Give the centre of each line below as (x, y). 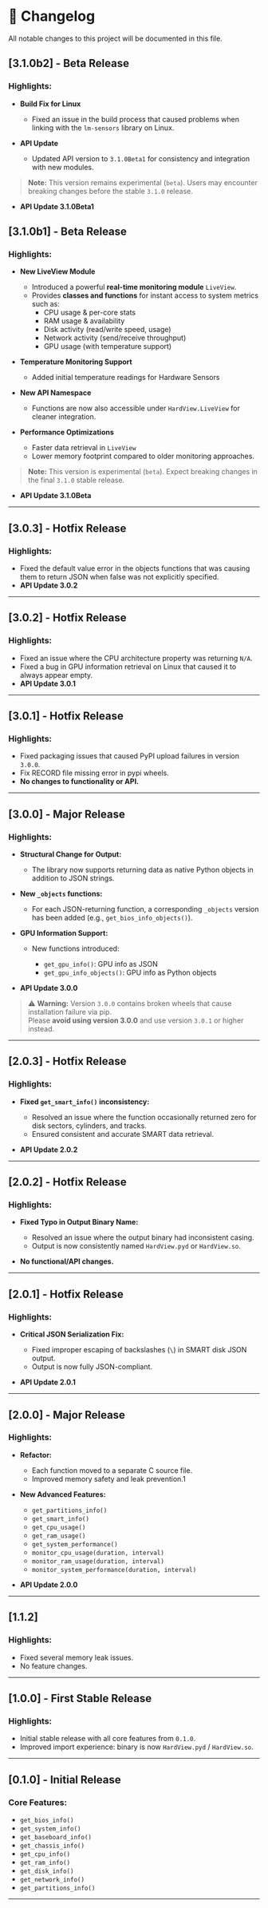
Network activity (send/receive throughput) (115, 338)
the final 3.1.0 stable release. (76, 480)
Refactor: (35, 1455)
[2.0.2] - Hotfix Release (67, 1182)
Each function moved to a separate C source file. (112, 1470)
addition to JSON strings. (73, 878)
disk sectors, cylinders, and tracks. (89, 1126)
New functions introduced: (75, 948)
